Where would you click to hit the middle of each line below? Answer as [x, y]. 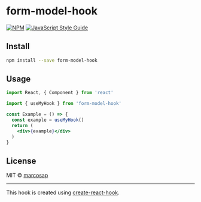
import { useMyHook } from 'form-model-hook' [64, 104]
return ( [22, 125]
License [21, 161]
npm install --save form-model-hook [52, 60]
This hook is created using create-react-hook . [63, 192]
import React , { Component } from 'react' [60, 93]
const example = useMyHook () [48, 120]
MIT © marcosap [27, 176]
